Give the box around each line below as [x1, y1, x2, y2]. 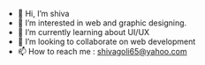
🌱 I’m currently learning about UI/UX [17, 27, 150, 37]
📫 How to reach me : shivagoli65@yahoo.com [17, 47, 187, 56]
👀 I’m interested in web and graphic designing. [17, 18, 187, 28]
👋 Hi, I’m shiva [17, 9, 70, 18]
